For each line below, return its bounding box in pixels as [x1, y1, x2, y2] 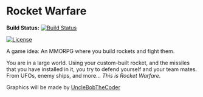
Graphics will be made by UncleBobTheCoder [6, 83, 120, 91]
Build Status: [6, 24, 40, 31]
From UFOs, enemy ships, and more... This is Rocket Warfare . [6, 72, 161, 79]
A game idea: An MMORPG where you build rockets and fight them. [6, 47, 175, 55]
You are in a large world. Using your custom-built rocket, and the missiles [6, 59, 190, 66]
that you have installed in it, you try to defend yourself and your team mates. [6, 65, 198, 73]
